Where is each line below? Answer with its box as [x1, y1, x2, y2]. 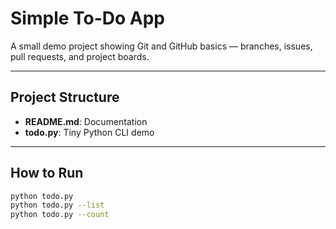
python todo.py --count [10, 210, 110, 220]
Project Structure [10, 89, 120, 106]
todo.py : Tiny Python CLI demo [24, 126, 155, 138]
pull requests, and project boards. [10, 50, 150, 62]
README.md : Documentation [24, 115, 148, 127]
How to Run [10, 165, 84, 182]
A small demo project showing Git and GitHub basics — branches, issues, [10, 40, 313, 52]
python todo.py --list [10, 200, 105, 211]
